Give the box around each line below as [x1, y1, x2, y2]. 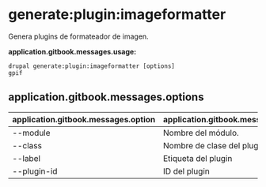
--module [12, 127, 51, 138]
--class [12, 140, 42, 151]
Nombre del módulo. [163, 127, 239, 138]
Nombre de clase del [163, 140, 241, 151]
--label [12, 152, 41, 163]
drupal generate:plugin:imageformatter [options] [8, 62, 176, 70]
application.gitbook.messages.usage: [8, 47, 137, 56]
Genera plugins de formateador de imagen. [8, 32, 149, 41]
